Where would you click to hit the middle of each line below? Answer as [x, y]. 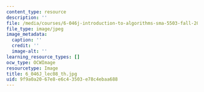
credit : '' [25, 46]
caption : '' [27, 40]
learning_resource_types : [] [43, 57]
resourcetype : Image [32, 68]
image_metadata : [27, 34]
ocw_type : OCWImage [31, 62]
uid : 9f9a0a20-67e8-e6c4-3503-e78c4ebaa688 [62, 79]
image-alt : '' [29, 51]
